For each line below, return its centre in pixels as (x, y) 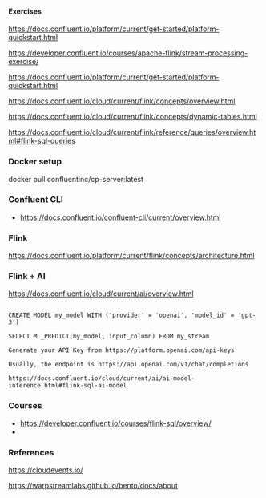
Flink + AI (27, 277)
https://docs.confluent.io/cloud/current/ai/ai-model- (102, 379)
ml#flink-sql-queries (42, 141)
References (31, 452)
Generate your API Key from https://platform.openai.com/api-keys (121, 350)
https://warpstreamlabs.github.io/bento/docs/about (93, 485)
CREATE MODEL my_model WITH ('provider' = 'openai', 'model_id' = (121, 316)
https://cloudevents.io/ (46, 470)
